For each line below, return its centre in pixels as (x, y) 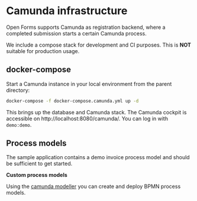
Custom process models (37, 175)
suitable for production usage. (43, 51)
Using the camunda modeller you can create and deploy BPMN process (93, 186)
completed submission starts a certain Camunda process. (76, 33)
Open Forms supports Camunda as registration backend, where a (86, 27)
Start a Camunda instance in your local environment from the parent (89, 84)
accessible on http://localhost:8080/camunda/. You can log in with (87, 118)
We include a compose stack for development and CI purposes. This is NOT (98, 45)
